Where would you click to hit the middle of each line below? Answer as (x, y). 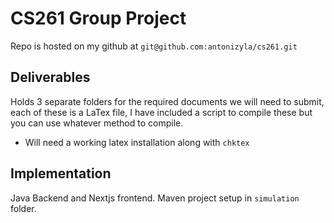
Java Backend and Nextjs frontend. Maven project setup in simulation (155, 198)
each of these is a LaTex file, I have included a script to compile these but (161, 112)
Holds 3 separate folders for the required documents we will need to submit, (167, 101)
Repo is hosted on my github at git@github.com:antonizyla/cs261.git (154, 46)
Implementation (61, 173)
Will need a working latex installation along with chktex (137, 142)
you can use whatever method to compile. (97, 123)
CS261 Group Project (98, 18)
